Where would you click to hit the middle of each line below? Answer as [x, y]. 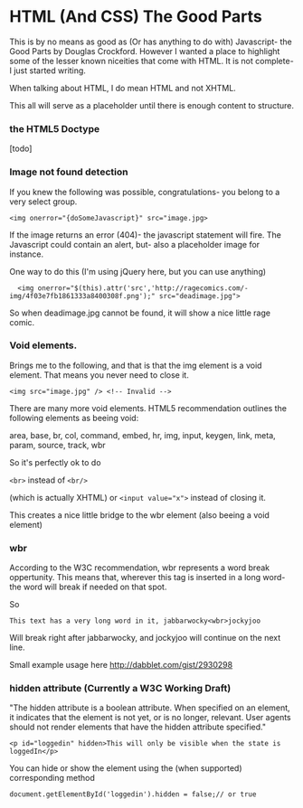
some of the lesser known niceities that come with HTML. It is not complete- [151, 61]
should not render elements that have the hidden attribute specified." [138, 727]
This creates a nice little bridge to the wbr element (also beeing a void [139, 515]
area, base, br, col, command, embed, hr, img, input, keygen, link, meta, [142, 435]
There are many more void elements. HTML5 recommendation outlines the [148, 408]
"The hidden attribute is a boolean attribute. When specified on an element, [150, 708]
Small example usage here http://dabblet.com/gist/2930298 [121, 665]
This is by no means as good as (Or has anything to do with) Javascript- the [151, 42]
